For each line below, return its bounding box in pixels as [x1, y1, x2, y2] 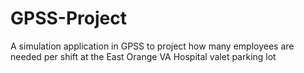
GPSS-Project [10, 7, 127, 30]
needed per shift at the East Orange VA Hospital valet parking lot [10, 50, 277, 62]
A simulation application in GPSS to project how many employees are [10, 40, 295, 52]
